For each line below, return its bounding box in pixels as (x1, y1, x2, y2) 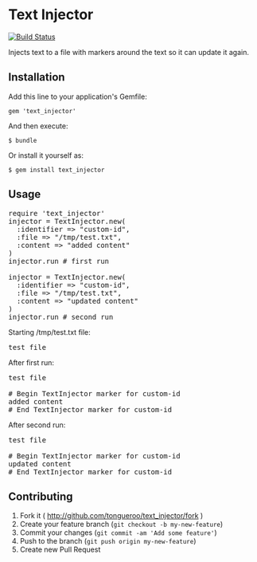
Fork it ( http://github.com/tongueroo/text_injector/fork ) (19, 511, 204, 521)
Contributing (8, 489, 73, 503)
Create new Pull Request (19, 544, 101, 555)
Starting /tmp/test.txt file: (8, 327, 92, 336)
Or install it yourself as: (8, 150, 84, 160)
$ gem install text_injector (8, 166, 105, 174)
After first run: (8, 357, 54, 367)
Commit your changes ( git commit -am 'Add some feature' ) (19, 528, 217, 537)
